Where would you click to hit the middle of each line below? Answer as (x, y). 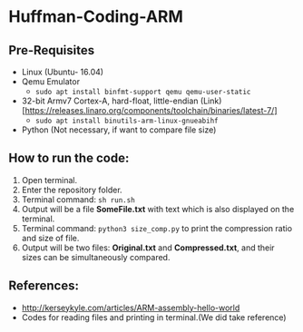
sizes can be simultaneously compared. (96, 257)
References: (44, 286)
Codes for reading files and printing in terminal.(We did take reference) (154, 317)
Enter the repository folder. (72, 190)
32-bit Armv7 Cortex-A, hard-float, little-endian (110, 101)
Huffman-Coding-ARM (96, 17)
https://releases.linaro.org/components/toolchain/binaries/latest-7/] (151, 110)
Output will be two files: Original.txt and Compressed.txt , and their (148, 248)
